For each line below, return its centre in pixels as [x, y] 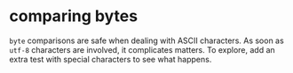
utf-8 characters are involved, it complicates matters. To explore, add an [142, 49]
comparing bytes [74, 16]
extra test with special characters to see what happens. [111, 59]
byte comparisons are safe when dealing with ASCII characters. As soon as [146, 40]
